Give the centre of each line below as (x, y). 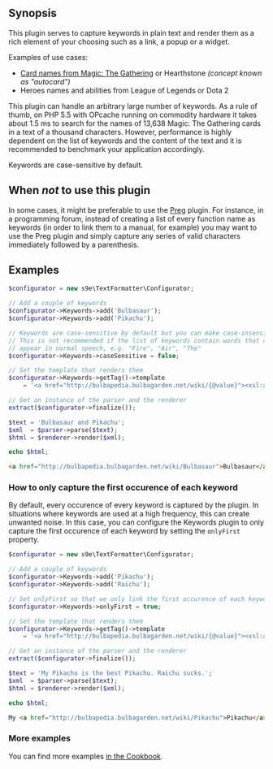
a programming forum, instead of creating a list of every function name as (132, 218)
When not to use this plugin (80, 190)
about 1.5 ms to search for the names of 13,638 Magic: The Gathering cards (135, 123)
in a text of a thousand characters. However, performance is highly (120, 132)
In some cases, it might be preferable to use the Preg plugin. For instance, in (136, 210)
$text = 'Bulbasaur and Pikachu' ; (67, 422)
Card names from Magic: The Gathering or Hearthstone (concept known (141, 73)
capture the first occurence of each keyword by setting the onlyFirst (125, 531)
